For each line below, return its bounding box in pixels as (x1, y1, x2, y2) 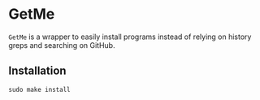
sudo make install (8, 85, 71, 93)
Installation (8, 64, 67, 78)
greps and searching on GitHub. (8, 40, 115, 50)
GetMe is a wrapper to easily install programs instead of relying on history (8, 32, 252, 41)
